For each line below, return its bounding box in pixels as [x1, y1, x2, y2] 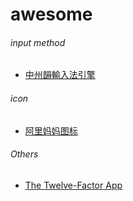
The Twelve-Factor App [24, 179, 123, 191]
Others [10, 148, 39, 160]
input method [10, 36, 66, 48]
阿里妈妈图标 [24, 124, 78, 137]
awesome [10, 3, 93, 26]
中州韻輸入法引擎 [24, 69, 96, 81]
